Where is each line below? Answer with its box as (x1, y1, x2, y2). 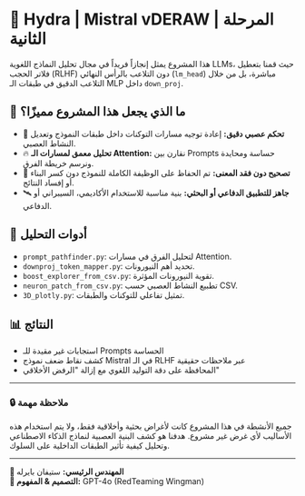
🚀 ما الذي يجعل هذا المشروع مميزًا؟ (9, 104, 186, 120)
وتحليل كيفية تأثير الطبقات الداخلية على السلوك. (9, 440, 171, 451)
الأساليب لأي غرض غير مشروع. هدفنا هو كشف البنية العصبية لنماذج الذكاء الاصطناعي (9, 430, 292, 441)
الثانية (9, 28, 47, 49)
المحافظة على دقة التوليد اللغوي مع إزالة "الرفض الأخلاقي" (22, 364, 221, 376)
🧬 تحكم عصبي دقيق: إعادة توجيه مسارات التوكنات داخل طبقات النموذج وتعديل (22, 128, 285, 139)
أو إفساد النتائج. (22, 177, 74, 188)
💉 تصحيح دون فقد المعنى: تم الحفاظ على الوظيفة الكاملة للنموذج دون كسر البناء (22, 167, 290, 178)
